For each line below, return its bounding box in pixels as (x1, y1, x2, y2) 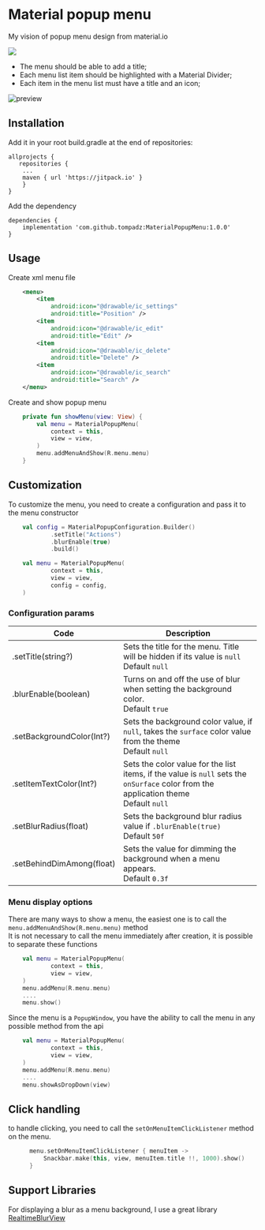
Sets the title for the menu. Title (123, 641, 240, 652)
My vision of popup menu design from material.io (8, 32, 168, 41)
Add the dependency (8, 201, 77, 211)
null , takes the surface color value (123, 726, 252, 737)
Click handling (8, 1102, 80, 1116)
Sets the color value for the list (123, 758, 237, 769)
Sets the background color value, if (123, 716, 253, 727)
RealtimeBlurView (8, 1213, 65, 1222)
